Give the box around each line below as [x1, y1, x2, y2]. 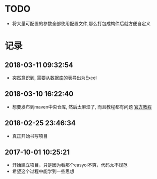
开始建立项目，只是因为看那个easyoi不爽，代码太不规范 [12, 162, 128, 168]
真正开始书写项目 [12, 133, 48, 139]
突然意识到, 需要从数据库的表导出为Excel [12, 75, 97, 81]
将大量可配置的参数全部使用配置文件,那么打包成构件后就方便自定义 [12, 20, 151, 26]
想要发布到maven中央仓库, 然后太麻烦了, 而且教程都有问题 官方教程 [12, 103, 152, 110]
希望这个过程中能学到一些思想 [12, 168, 74, 174]
